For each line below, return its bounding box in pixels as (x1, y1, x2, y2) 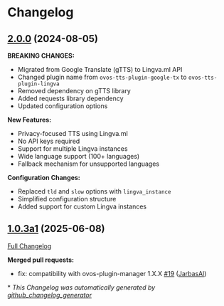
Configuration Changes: (7, 174, 80, 181)
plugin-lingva (17, 80, 60, 88)
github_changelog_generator (7, 290, 92, 299)
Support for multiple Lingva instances (17, 144, 128, 153)
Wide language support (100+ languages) (17, 152, 140, 160)
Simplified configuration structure (17, 195, 117, 203)
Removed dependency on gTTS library (17, 87, 132, 95)
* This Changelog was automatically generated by (7, 283, 156, 292)
